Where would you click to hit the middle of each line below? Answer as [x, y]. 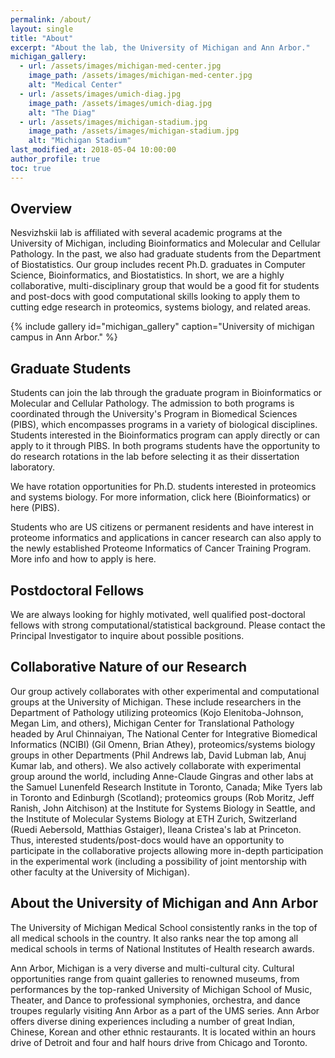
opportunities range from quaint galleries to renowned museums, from [155, 978]
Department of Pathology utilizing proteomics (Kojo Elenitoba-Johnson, [157, 712]
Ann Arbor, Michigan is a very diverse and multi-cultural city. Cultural [152, 968]
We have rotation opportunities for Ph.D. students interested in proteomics [163, 487]
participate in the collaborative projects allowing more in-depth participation [167, 850]
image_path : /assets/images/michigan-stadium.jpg [134, 131]
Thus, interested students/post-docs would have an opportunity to [147, 840]
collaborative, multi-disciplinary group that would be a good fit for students [165, 286]
